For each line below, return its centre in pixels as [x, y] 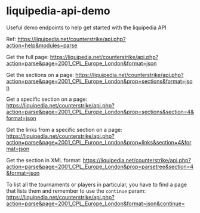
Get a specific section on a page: [47, 99]
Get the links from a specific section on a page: [64, 129]
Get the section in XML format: [44, 160]
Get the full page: [27, 57]
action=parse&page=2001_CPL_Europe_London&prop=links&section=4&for [99, 142]
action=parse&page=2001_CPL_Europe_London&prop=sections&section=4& [100, 112]
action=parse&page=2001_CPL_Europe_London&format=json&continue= [96, 203]
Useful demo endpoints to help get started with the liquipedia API [86, 27]
